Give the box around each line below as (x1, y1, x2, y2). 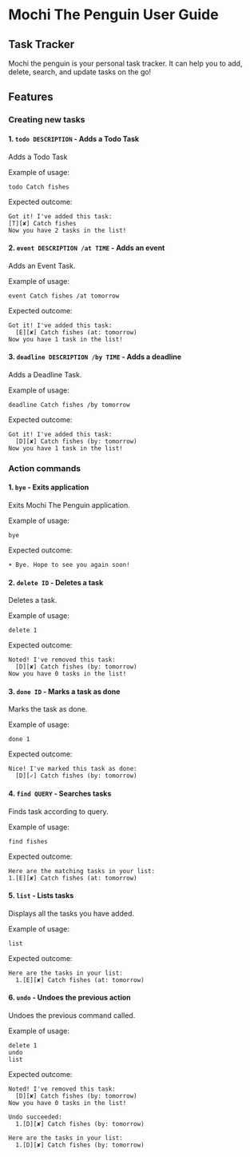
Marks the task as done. (8, 704, 88, 714)
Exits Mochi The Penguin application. (8, 501, 130, 510)
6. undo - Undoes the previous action (8, 993, 131, 1003)
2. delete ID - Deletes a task (8, 577, 104, 587)
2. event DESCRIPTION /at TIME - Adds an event (8, 243, 165, 253)
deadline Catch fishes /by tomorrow (8, 401, 130, 409)
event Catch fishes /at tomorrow (8, 292, 120, 300)
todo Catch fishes (8, 182, 69, 191)
